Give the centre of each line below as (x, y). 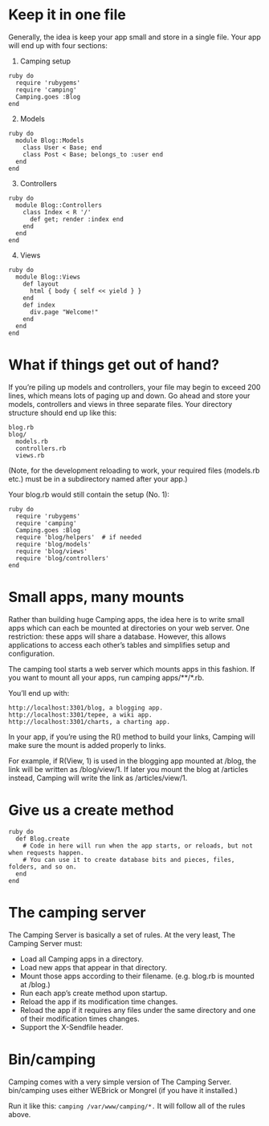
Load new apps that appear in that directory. (93, 967)
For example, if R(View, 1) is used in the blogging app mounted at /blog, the (132, 761)
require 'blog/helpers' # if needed (79, 537)
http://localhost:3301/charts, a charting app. (90, 722)
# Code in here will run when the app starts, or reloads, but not (138, 846)
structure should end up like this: (63, 413)
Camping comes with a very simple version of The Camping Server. (120, 1082)
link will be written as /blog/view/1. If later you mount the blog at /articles (128, 769)
